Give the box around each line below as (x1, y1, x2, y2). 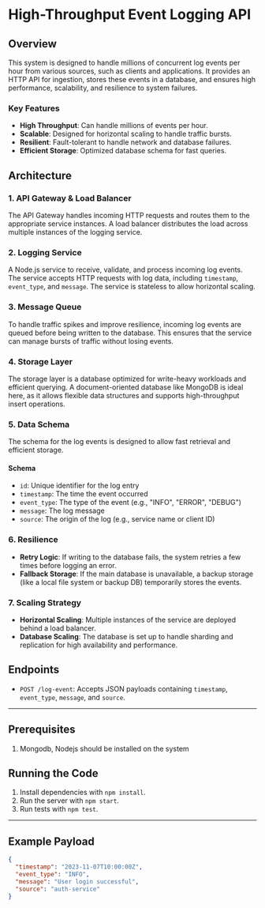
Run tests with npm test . (19, 804, 99, 814)
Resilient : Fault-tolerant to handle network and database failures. (19, 138, 232, 147)
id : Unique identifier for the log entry (19, 480, 140, 491)
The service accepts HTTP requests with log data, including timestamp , (8, 273, 239, 283)
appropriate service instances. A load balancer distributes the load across (8, 219, 248, 228)
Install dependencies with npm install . (19, 788, 146, 797)
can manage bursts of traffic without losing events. (8, 336, 174, 345)
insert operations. (8, 399, 65, 409)
